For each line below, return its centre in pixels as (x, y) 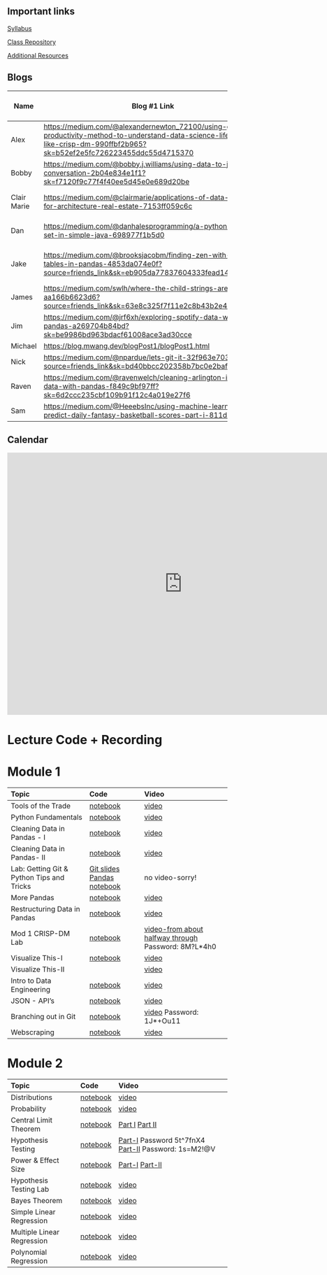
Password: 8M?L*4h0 (180, 946)
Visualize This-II (38, 969)
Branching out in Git (43, 1016)
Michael (24, 346)
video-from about (174, 929)
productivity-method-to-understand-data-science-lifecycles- (149, 135)
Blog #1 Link (153, 106)
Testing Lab (30, 1189)
